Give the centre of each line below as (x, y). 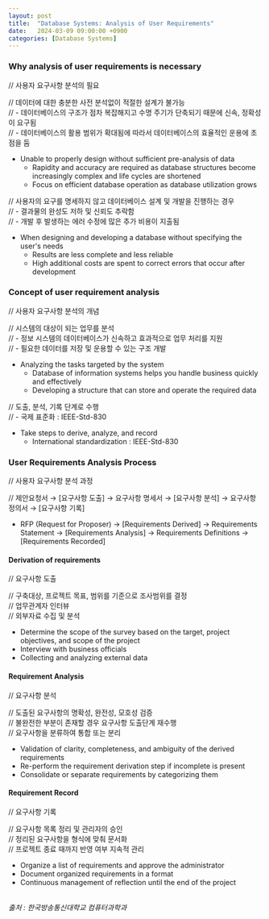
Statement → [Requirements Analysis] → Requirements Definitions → (134, 533)
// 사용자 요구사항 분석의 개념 (54, 310)
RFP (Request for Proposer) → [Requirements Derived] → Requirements (139, 524)
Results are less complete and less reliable (103, 254)
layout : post (30, 16)
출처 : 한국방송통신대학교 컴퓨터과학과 (68, 907)
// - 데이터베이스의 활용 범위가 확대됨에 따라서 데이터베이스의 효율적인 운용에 (129, 132)
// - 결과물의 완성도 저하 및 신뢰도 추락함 (72, 211)
